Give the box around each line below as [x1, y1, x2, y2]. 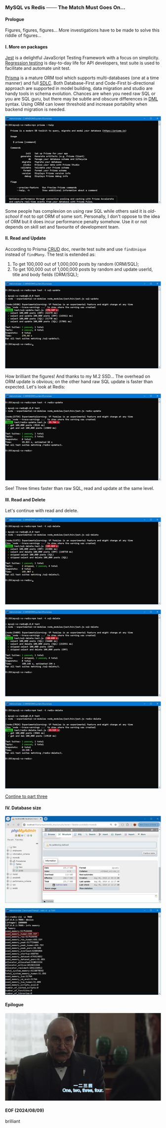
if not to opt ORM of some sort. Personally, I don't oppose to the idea [19, 213, 160, 219]
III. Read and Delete [5, 496, 46, 502]
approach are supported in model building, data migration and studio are [5, 86, 153, 92]
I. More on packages [5, 44, 48, 49]
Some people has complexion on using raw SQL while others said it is [5, 208, 147, 214]
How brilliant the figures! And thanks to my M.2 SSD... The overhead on [5, 373, 151, 379]
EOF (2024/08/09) [5, 1107, 44, 1113]
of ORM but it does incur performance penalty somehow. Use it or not [5, 218, 147, 224]
